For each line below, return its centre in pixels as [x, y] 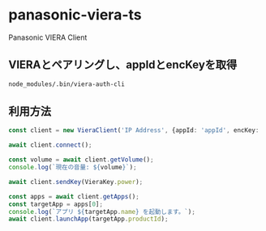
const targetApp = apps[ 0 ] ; [56, 204]
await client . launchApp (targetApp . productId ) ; [88, 219]
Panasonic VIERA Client [48, 37]
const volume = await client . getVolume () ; [81, 160]
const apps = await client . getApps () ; [74, 196]
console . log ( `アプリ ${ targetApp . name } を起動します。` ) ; [102, 212]
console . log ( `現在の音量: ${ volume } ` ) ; [73, 168]
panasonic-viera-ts [75, 15]
